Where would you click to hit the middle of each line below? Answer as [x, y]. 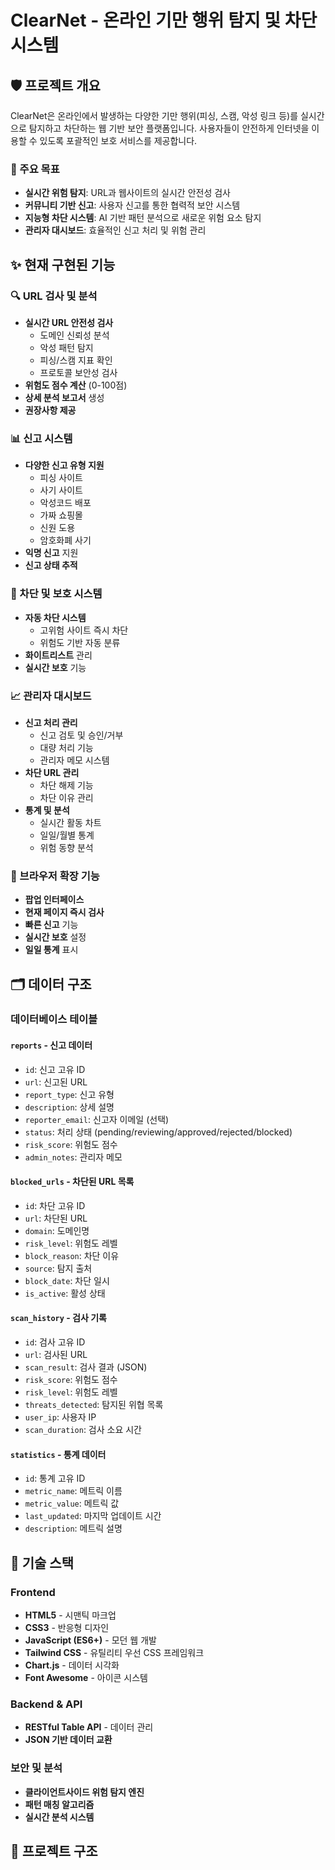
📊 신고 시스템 [41, 438]
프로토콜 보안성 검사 [78, 372]
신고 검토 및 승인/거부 [81, 735]
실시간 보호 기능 [55, 667]
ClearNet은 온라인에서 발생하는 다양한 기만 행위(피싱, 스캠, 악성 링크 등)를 [154, 115]
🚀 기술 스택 [42, 1562]
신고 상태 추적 [51, 565]
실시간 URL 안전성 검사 [69, 322]
